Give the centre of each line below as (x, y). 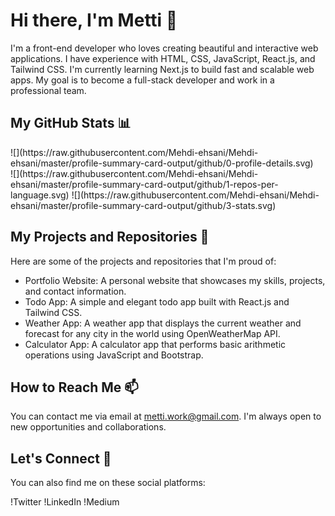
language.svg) (40, 195)
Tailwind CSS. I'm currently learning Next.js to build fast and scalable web (162, 69)
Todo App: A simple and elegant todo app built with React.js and (157, 301)
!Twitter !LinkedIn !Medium (65, 502)
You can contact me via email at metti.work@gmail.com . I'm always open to (166, 416)
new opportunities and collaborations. (88, 427)
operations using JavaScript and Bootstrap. (114, 355)
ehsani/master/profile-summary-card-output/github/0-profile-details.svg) (162, 163)
